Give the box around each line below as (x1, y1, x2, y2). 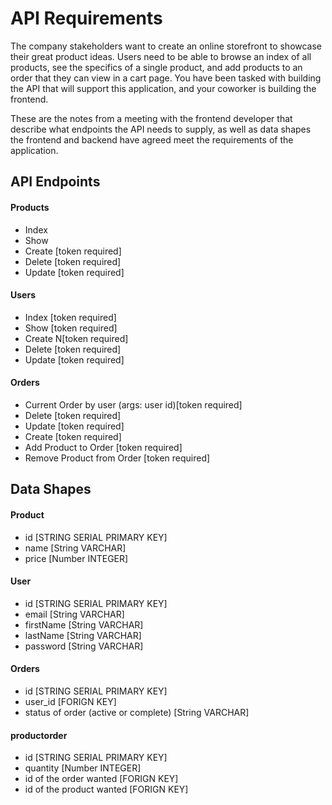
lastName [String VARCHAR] (24, 629, 142, 641)
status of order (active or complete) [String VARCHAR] (24, 706, 250, 718)
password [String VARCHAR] (24, 640, 144, 652)
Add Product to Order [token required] (24, 441, 183, 453)
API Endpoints (10, 173, 101, 191)
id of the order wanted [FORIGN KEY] (24, 773, 179, 785)
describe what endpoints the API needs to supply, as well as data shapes (10, 123, 312, 135)
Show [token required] (24, 322, 118, 334)
